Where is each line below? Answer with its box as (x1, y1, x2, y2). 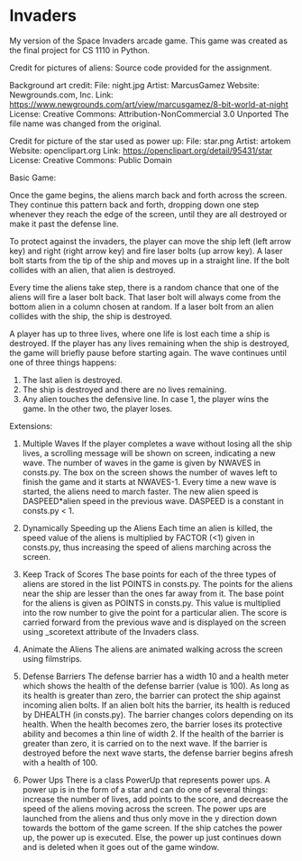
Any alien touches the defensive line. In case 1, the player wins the (22, 393, 269, 404)
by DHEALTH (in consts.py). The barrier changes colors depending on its (22, 709, 294, 719)
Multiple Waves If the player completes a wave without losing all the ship (22, 438, 293, 449)
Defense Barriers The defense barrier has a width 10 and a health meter (22, 671, 289, 682)
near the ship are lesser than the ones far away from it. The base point (22, 588, 284, 599)
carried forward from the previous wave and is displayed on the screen (22, 617, 287, 627)
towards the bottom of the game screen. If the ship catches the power (22, 822, 283, 833)
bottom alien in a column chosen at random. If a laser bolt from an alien (9, 301, 274, 312)
